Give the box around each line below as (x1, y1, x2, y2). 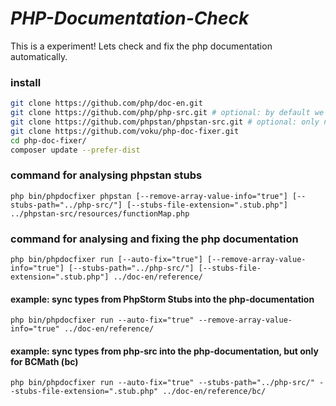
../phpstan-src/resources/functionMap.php (10, 208, 190, 219)
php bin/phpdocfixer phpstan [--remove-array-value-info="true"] (10, 191, 288, 201)
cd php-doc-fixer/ (10, 135, 87, 146)
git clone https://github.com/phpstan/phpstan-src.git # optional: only (10, 117, 320, 127)
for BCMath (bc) (10, 355, 79, 367)
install (10, 75, 42, 89)
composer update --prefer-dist (10, 145, 141, 155)
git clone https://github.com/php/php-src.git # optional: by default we (10, 108, 325, 118)
